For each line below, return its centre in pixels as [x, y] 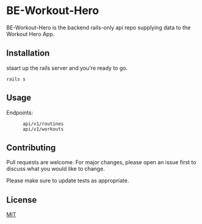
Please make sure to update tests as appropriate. [68, 181]
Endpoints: [20, 112]
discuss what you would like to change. [56, 169]
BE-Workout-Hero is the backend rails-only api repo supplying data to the [99, 27]
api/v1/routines [43, 124]
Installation [28, 53]
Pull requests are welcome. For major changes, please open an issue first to [101, 162]
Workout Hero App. [30, 34]
